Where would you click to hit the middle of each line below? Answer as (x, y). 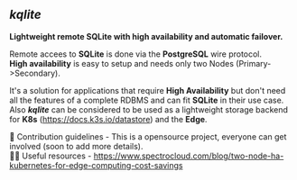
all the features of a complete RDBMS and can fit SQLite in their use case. (147, 100)
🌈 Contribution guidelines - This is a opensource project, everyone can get (148, 136)
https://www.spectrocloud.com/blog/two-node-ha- (189, 156)
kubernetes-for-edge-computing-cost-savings (96, 165)
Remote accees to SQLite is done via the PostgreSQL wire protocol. (136, 54)
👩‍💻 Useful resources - (51, 156)
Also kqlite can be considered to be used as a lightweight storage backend (149, 109)
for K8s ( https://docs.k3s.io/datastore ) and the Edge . (108, 119)
